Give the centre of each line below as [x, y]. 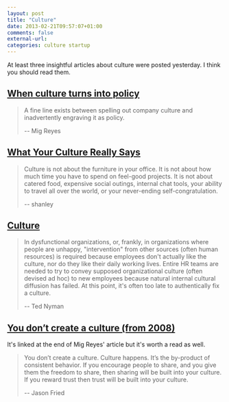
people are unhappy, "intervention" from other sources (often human [121, 249]
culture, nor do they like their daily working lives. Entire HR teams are [121, 264]
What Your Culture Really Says [74, 153]
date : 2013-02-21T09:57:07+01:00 [55, 26]
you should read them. [39, 72]
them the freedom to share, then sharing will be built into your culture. [122, 373]
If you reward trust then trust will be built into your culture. [106, 380]
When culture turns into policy [73, 94]
